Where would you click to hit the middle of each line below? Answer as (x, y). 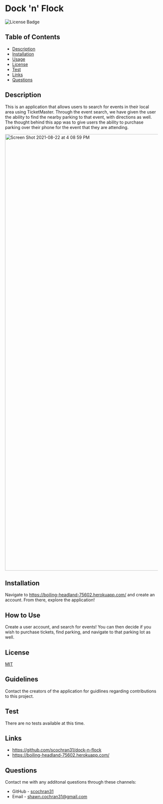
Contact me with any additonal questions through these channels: (71, 782)
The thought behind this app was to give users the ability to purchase (74, 122)
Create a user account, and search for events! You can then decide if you (78, 627)
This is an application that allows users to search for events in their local (77, 107)
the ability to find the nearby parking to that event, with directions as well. (78, 117)
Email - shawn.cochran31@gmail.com (49, 797)
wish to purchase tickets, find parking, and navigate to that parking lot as (78, 632)
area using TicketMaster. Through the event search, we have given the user (81, 112)
